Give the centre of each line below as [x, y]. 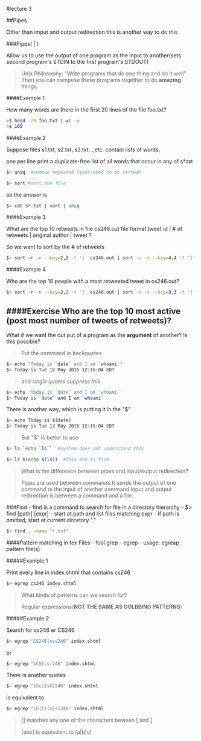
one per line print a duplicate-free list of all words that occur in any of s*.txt [100, 161]
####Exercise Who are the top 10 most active [94, 311]
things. [30, 86]
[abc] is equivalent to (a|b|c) [56, 732]
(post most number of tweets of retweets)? [89, 320]
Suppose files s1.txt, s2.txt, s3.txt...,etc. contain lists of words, [83, 150]
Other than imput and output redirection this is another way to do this [92, 32]
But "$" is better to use [49, 438]
